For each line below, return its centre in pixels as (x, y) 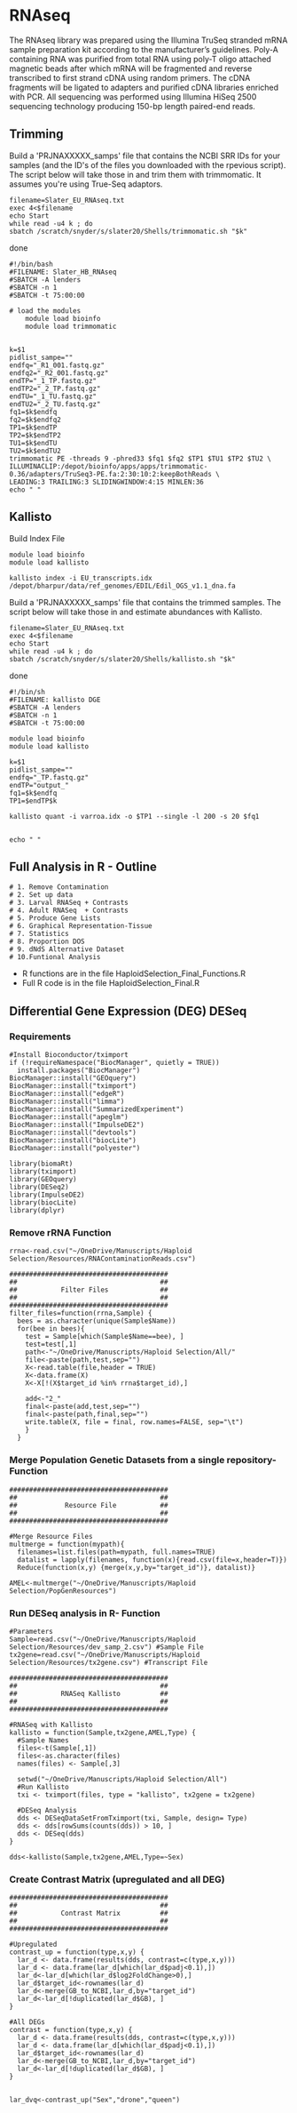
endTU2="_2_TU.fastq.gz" (55, 404)
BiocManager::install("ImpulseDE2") (77, 1125)
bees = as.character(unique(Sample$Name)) (97, 1321)
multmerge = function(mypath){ (67, 1544)
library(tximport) (43, 1172)
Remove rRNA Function (60, 1232)
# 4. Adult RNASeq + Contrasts (69, 911)
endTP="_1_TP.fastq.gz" (53, 380)
